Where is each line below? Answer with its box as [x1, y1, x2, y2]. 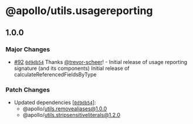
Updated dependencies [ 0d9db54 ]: [13, 99, 96, 106]
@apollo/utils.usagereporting [5, 4, 153, 18]
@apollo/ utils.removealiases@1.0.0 [22, 105, 107, 112]
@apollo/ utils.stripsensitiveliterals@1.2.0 [22, 112, 121, 119]
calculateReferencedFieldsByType [13, 71, 97, 78]
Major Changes [5, 45, 50, 53]
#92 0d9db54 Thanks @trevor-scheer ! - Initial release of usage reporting [13, 58, 188, 65]
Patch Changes [5, 85, 50, 93]
